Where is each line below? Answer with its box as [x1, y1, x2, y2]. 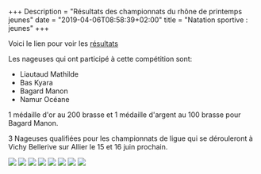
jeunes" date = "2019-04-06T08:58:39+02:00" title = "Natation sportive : [8, 15, 248, 25]
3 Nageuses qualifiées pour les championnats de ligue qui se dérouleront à [8, 134, 254, 143]
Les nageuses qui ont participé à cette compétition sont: [8, 55, 193, 63]
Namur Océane [19, 95, 70, 104]
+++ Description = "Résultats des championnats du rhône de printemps [8, 7, 243, 16]
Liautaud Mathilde [19, 70, 79, 78]
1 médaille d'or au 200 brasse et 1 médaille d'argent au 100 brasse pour [8, 110, 241, 119]
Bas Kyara [19, 78, 53, 87]
